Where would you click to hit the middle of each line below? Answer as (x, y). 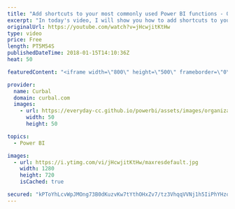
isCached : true (42, 182)
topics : (19, 136)
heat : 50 (20, 60)
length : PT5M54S (31, 46)
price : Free (24, 40)
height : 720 (37, 175)
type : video (24, 33)
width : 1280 (37, 169)
